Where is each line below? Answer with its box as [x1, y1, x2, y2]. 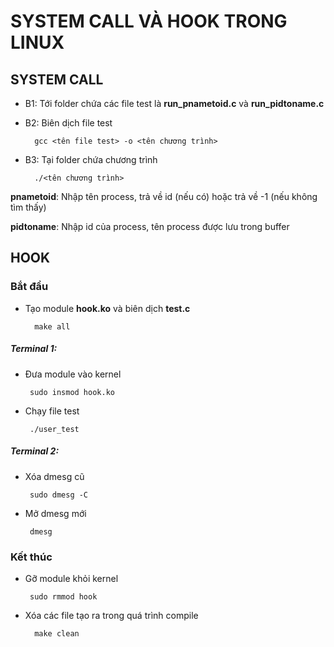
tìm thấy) [10, 201, 47, 213]
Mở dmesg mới [24, 507, 87, 519]
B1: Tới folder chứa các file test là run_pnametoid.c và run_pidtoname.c [24, 98, 325, 109]
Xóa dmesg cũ [24, 470, 85, 482]
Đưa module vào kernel [24, 368, 122, 380]
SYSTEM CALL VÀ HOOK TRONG [10, 10, 288, 33]
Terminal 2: [10, 445, 60, 457]
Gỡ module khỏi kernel [24, 572, 119, 584]
